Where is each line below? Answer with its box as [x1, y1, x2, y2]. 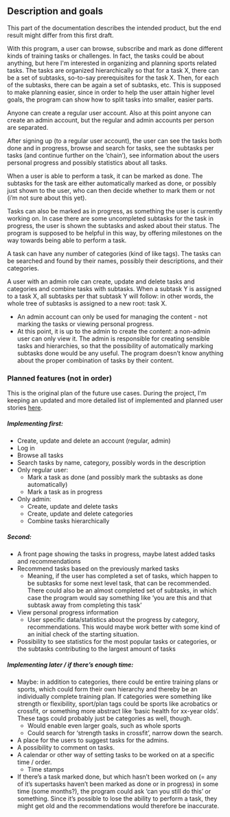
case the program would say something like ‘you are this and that [27, 594, 212, 602]
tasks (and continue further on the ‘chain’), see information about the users [7, 151, 220, 159]
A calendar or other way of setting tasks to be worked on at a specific [16, 751, 215, 759]
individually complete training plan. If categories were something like [16, 693, 211, 701]
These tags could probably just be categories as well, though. [16, 714, 192, 723]
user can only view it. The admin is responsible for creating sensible [16, 334, 210, 343]
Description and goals [7, 5, 104, 17]
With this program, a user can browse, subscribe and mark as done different [7, 44, 223, 52]
